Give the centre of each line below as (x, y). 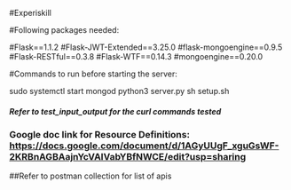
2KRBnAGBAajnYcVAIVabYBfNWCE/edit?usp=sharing (128, 156)
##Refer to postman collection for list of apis (90, 176)
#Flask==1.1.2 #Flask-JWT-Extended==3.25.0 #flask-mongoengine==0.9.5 (146, 47)
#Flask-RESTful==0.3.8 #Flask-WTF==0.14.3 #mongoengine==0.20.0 (136, 56)
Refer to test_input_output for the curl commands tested (115, 111)
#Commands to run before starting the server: (93, 74)
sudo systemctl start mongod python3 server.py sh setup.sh (119, 91)
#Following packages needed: (64, 30)
